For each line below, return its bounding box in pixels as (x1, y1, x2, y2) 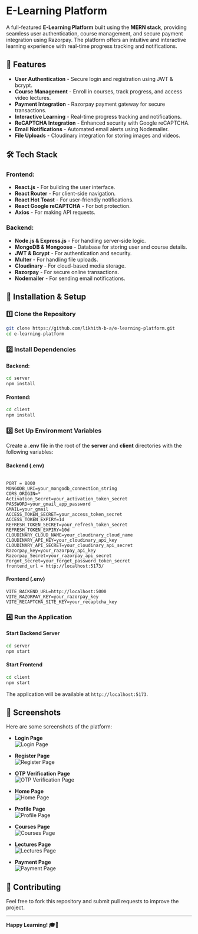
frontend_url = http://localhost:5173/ (6, 563, 104, 569)
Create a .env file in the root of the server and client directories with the (6, 442, 182, 450)
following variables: (6, 448, 54, 455)
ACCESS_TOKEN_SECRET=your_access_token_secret (6, 511, 123, 518)
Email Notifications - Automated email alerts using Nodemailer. (14, 125, 169, 132)
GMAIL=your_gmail (6, 506, 49, 512)
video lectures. (14, 94, 51, 101)
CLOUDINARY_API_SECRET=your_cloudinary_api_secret (6, 542, 133, 548)
